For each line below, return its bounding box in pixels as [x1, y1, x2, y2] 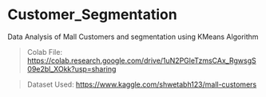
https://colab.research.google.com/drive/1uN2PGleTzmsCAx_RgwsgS [26, 56, 256, 65]
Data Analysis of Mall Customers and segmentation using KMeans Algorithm [7, 32, 259, 41]
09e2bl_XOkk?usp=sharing [26, 64, 117, 73]
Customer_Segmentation [7, 6, 177, 24]
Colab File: [26, 47, 63, 56]
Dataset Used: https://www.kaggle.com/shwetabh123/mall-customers [26, 80, 257, 89]
